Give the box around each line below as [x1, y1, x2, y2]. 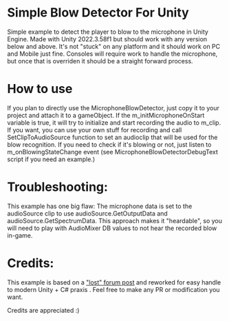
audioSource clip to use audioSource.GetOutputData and [7, 209, 168, 218]
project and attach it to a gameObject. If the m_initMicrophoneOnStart [7, 111, 205, 119]
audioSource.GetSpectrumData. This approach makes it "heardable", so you [7, 216, 222, 225]
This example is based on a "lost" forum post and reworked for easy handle [7, 278, 221, 287]
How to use [7, 81, 73, 97]
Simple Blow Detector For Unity [7, 5, 189, 21]
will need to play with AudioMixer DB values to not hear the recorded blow [7, 224, 217, 232]
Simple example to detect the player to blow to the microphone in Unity [7, 28, 208, 36]
